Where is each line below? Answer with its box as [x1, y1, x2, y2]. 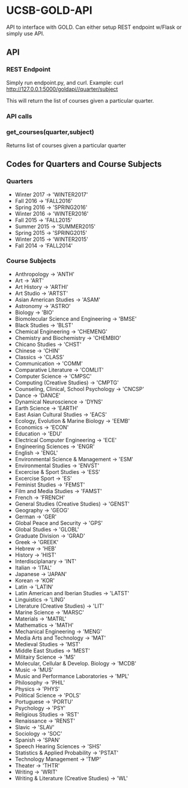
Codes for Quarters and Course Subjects [6, 159, 162, 169]
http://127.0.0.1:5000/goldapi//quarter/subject [6, 85, 118, 92]
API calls [6, 112, 32, 120]
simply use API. [6, 29, 45, 37]
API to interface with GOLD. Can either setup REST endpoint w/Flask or [6, 23, 182, 31]
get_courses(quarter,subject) [6, 128, 94, 136]
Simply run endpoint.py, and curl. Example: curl [6, 79, 124, 86]
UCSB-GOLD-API [6, 4, 92, 17]
